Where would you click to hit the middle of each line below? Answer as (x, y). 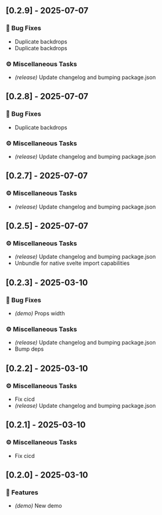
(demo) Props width (40, 313)
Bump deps (29, 349)
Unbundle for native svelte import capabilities (72, 263)
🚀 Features (22, 492)
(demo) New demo (38, 506)
